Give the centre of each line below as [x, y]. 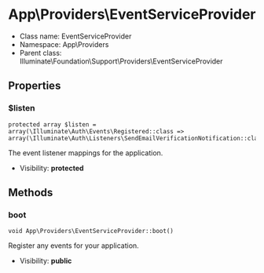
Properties [35, 86]
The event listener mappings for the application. [86, 153]
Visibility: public [46, 261]
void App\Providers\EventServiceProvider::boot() [91, 231]
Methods [31, 193]
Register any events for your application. [73, 246]
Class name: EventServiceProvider [75, 36]
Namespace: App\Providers [64, 44]
